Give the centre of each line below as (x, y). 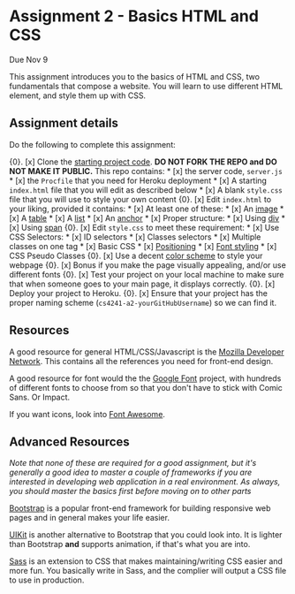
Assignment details (64, 123)
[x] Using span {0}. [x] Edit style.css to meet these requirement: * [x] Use (144, 227)
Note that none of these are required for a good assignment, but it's (133, 463)
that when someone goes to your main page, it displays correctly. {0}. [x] (142, 284)
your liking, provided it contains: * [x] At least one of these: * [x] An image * (147, 209)
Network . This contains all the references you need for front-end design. (141, 361)
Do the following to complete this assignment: (92, 144)
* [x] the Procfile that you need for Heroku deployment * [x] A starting (138, 180)
